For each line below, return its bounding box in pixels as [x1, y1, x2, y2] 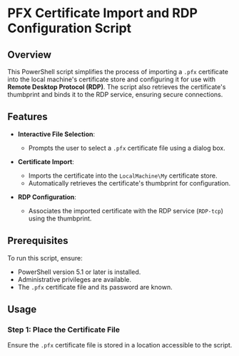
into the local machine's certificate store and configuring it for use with [7, 75, 216, 83]
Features [7, 111, 48, 123]
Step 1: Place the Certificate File [7, 325, 120, 335]
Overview [7, 49, 52, 61]
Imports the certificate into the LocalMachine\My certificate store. [28, 171, 218, 180]
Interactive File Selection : [17, 130, 95, 138]
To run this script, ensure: [7, 253, 83, 262]
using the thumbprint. [28, 214, 92, 223]
